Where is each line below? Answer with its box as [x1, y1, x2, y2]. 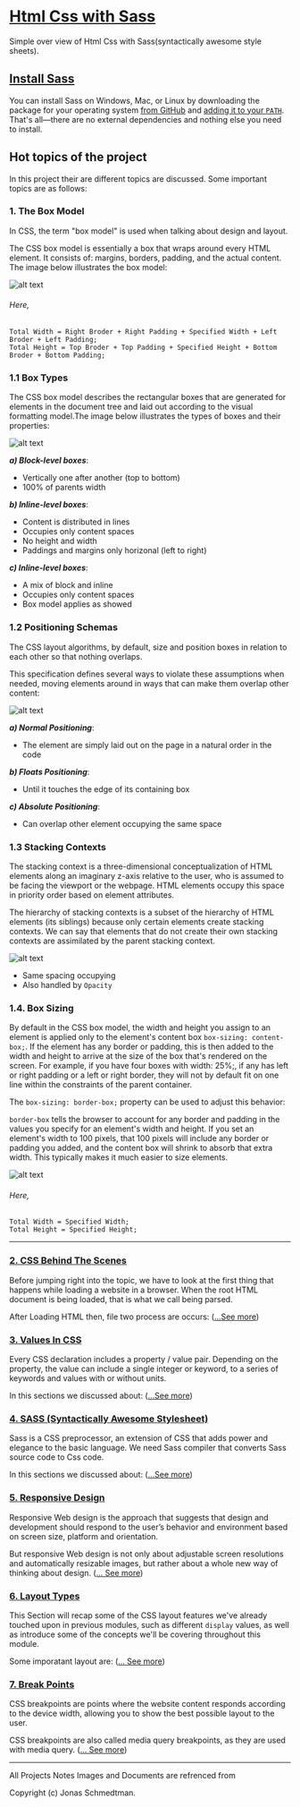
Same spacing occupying [21, 969, 116, 981]
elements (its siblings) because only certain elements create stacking [9, 916, 264, 927]
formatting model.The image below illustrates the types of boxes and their [9, 411, 281, 422]
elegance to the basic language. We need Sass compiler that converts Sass [9, 1443, 287, 1453]
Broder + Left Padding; [9, 336, 98, 345]
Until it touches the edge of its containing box [21, 783, 190, 794]
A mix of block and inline [21, 580, 113, 591]
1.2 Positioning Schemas [9, 621, 119, 634]
